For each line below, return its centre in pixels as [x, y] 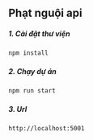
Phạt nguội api [45, 13]
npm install [28, 53]
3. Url [18, 109]
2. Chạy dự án [32, 71]
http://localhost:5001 [46, 129]
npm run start [32, 91]
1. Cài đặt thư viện [39, 33]
